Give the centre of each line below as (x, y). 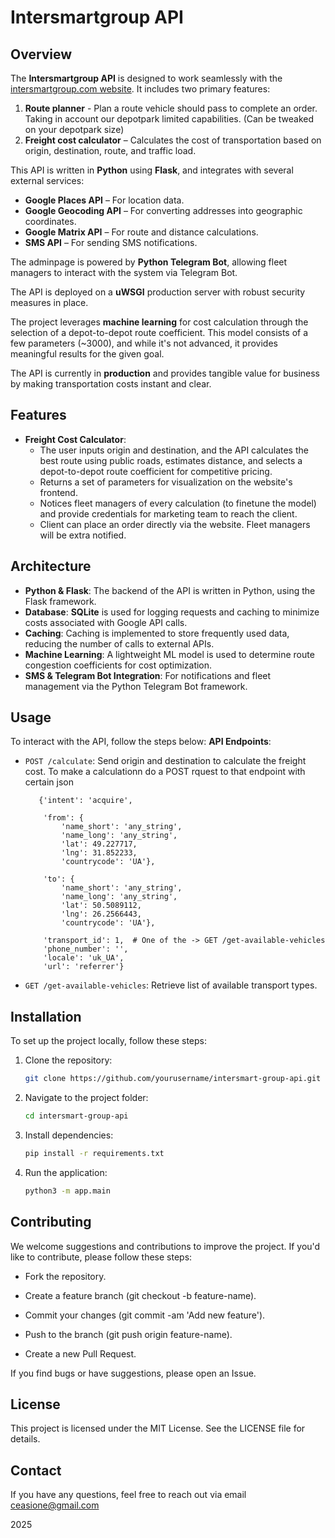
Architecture (51, 566)
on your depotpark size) (74, 129)
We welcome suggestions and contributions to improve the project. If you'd (165, 1246)
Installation (46, 1016)
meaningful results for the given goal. (87, 354)
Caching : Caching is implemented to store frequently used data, (157, 633)
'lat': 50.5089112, (101, 906)
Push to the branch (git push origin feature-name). (128, 1334)
